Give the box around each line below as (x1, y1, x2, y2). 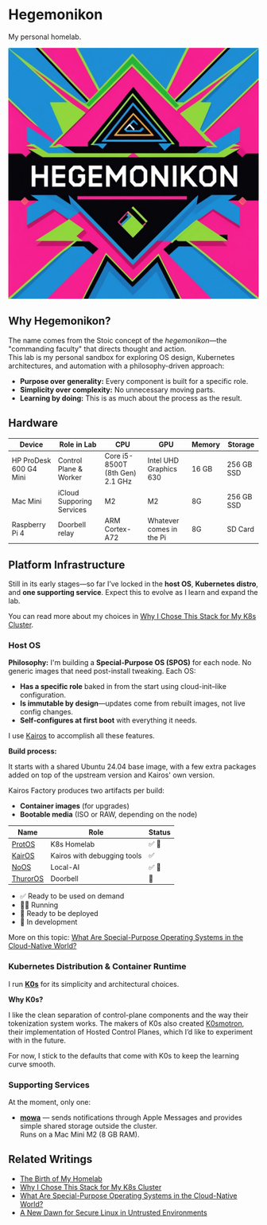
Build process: (8, 746, 57, 756)
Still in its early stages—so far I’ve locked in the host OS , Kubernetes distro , (8, 579, 258, 589)
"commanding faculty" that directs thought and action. (8, 344, 187, 354)
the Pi (147, 532, 167, 542)
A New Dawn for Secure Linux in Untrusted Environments (19, 1207, 208, 1217)
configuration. (19, 691, 66, 700)
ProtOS (11, 839, 36, 849)
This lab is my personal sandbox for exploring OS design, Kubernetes (8, 352, 235, 362)
